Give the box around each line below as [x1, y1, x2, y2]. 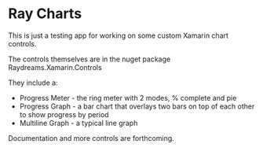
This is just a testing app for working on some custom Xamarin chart [8, 31, 229, 40]
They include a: [8, 78, 58, 87]
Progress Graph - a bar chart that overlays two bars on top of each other [19, 101, 255, 111]
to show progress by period [19, 109, 109, 119]
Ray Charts [8, 5, 82, 23]
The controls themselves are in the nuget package [8, 54, 171, 64]
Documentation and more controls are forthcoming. [8, 133, 174, 142]
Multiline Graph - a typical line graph [19, 118, 138, 127]
